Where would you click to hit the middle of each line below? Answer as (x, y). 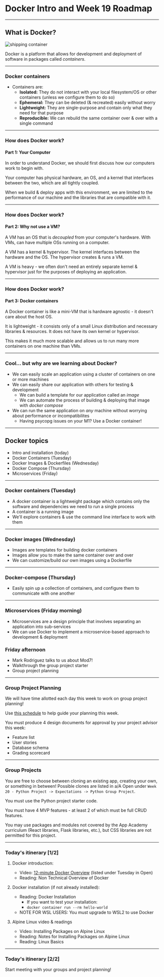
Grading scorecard (31, 753)
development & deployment (40, 637)
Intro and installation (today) (41, 452)
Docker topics (27, 441)
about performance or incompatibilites (51, 416)
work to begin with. (24, 168)
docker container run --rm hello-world (67, 908)
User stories (24, 743)
